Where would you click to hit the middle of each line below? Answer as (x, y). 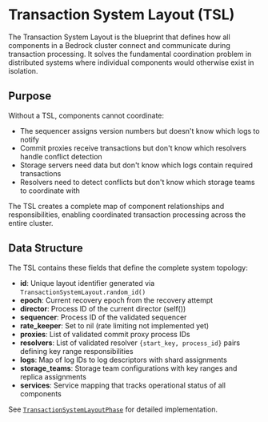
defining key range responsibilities (76, 351)
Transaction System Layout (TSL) (122, 15)
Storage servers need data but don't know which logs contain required (136, 165)
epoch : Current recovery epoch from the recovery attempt (116, 300)
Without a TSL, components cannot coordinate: (86, 115)
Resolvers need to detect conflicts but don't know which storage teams (137, 182)
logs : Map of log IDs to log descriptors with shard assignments (124, 360)
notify (30, 139)
